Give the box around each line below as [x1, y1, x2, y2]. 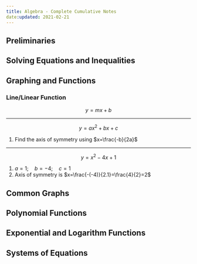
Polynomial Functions [6, 208, 87, 218]
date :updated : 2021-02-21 [6, 14, 69, 20]
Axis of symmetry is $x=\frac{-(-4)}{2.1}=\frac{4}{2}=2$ [14, 171, 151, 178]
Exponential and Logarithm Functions [6, 228, 146, 238]
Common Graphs [6, 188, 69, 198]
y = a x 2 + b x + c [79, 123, 118, 131]
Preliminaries [6, 36, 56, 46]
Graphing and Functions [6, 76, 96, 86]
